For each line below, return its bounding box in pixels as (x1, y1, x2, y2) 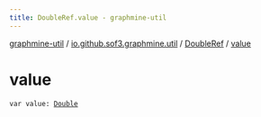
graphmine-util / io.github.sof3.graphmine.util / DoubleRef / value (9, 38, 252, 49)
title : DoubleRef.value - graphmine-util (9, 13, 167, 22)
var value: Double (9, 99, 78, 108)
